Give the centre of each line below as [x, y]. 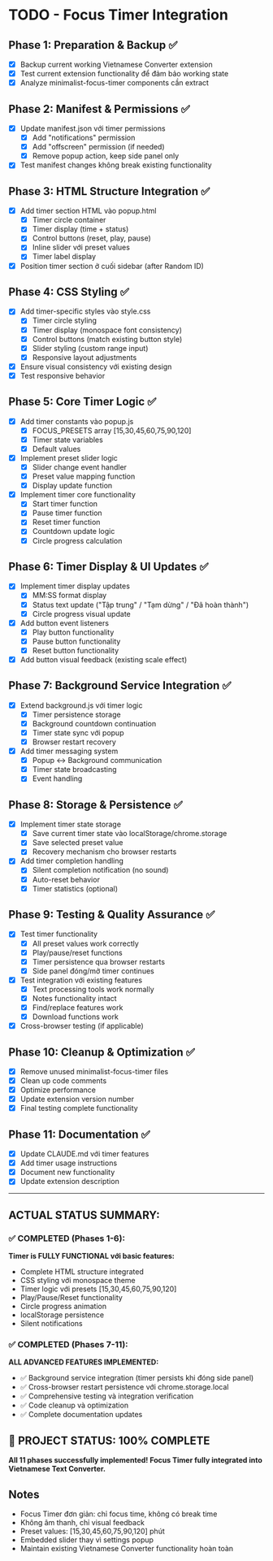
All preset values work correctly [86, 943]
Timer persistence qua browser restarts [98, 961]
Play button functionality [73, 632]
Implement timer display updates [75, 586]
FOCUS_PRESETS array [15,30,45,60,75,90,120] [112, 430]
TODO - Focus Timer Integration [119, 15]
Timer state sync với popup [78, 732]
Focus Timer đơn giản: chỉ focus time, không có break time [119, 1514]
